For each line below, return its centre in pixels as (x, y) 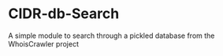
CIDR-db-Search (64, 14)
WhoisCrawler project (43, 43)
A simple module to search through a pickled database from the (111, 35)
